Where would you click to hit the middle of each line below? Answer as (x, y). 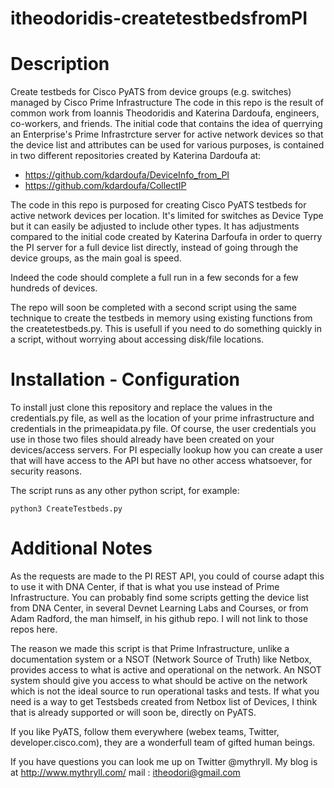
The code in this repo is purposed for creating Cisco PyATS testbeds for (158, 205)
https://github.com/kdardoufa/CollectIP (105, 186)
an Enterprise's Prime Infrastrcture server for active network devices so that (167, 134)
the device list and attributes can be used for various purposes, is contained (167, 145)
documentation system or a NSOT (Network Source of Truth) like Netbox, (161, 659)
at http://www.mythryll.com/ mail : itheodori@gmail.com (125, 772)
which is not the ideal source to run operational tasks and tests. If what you (165, 691)
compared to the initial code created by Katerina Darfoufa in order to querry (166, 237)
